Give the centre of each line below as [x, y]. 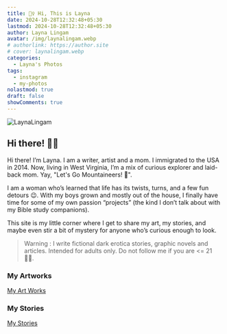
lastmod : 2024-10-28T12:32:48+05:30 [59, 26]
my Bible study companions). [48, 209]
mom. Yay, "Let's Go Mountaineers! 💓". [77, 175]
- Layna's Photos [38, 64]
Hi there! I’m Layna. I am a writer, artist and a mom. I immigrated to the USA [113, 160]
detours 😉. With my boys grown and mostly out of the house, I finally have [112, 195]
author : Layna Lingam [38, 33]
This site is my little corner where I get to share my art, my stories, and [107, 222]
